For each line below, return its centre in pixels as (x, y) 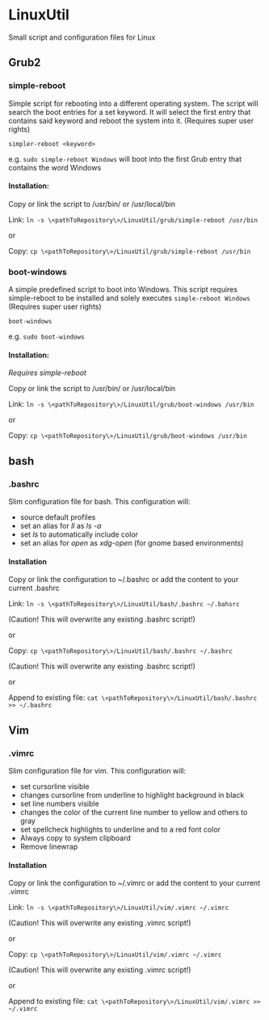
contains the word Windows (55, 167)
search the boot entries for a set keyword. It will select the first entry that (130, 112)
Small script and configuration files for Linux (82, 37)
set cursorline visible (55, 786)
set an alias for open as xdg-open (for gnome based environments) (132, 543)
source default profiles (58, 517)
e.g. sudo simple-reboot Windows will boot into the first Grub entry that (125, 158)
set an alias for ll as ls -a (61, 526)
